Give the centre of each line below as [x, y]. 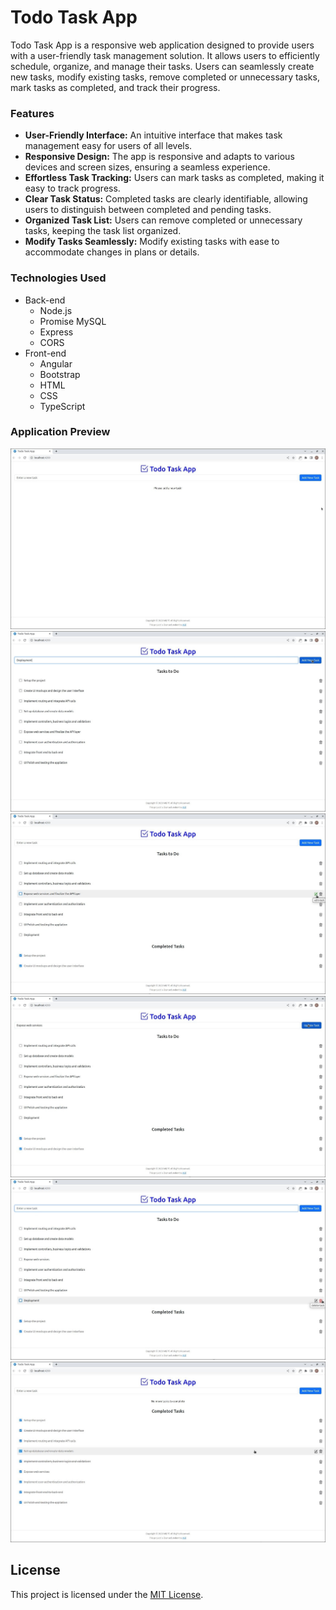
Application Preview [60, 432]
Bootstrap [60, 374]
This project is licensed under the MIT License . [107, 1594]
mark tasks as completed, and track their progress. [115, 87]
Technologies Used [58, 278]
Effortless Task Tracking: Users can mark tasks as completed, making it [174, 178]
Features [32, 113]
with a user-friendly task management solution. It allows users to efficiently [165, 55]
